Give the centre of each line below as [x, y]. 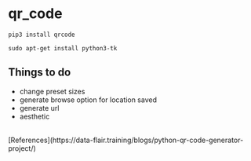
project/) [22, 148]
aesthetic [35, 116]
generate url [39, 108]
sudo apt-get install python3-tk [63, 48]
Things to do [40, 73]
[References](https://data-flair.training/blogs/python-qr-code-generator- [126, 140]
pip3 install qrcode [42, 35]
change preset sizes [52, 91]
